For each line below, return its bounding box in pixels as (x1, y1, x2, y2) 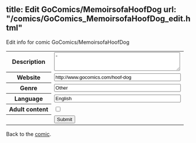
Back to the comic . (6, 130, 52, 137)
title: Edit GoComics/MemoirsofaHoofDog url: (6, 5, 177, 15)
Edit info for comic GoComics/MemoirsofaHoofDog (6, 38, 130, 46)
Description (12, 58, 46, 66)
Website (16, 73, 41, 81)
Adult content (9, 105, 49, 114)
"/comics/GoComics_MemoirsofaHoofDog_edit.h (6, 14, 191, 24)
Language (14, 95, 43, 103)
